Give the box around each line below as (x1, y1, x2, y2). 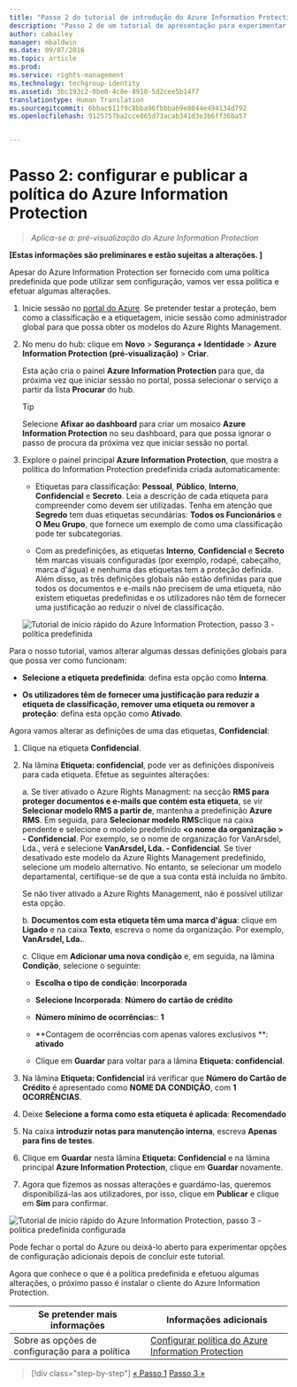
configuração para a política (13, 1345, 131, 1358)
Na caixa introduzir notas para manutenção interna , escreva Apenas (21, 1126, 278, 1137)
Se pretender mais (38, 1308, 118, 1321)
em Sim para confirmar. (21, 1198, 109, 1209)
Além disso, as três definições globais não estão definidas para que (34, 573, 283, 585)
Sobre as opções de (13, 1335, 97, 1347)
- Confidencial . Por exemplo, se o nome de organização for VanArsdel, (21, 834, 281, 845)
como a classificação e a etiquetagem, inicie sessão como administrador (21, 312, 287, 323)
